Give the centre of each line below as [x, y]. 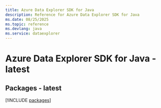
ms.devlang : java [24, 29]
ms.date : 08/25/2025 [27, 19]
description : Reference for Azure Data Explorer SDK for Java [72, 15]
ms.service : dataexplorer [33, 33]
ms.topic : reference [27, 24]
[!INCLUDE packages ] [28, 100]
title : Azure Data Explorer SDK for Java [50, 10]
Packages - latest [34, 88]
